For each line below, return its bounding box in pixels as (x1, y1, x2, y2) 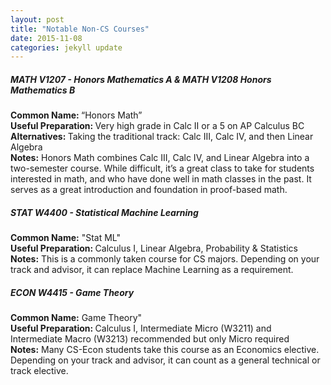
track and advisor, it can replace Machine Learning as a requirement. (10, 264, 294, 276)
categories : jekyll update (10, 42, 123, 53)
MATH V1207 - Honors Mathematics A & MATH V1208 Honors (10, 73, 272, 85)
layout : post (10, 14, 65, 25)
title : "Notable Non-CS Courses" (10, 24, 150, 34)
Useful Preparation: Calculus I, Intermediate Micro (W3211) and (10, 322, 272, 335)
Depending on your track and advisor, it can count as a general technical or (10, 354, 321, 366)
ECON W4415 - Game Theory (10, 286, 135, 298)
